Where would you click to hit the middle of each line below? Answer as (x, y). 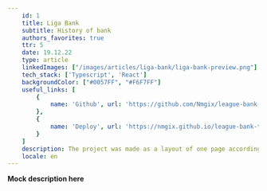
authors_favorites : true (63, 38)
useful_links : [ (49, 90)
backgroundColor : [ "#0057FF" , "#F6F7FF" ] (91, 82)
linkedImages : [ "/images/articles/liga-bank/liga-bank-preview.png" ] (140, 68)
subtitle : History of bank (67, 30)
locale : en (40, 156)
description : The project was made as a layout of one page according (141, 149)
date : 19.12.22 (47, 53)
